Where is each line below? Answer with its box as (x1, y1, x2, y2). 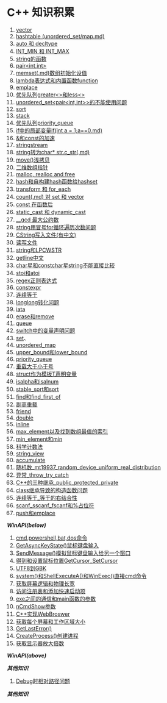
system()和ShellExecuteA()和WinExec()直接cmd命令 (15, 572, 147, 579)
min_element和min (15, 435, 63, 443)
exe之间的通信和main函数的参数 (15, 595, 96, 602)
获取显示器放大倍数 (15, 640, 65, 647)
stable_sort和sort (15, 385, 59, 393)
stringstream (15, 141, 48, 148)
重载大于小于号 (15, 362, 54, 369)
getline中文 (15, 254, 44, 261)
